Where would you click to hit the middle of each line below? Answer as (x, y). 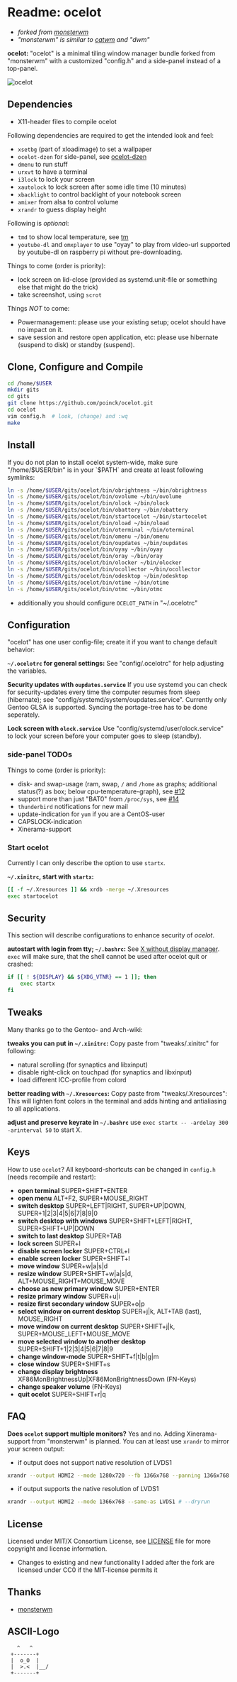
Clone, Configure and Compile (75, 367)
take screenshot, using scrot (60, 295)
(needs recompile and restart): (52, 1177)
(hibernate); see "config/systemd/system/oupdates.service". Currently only (117, 700)
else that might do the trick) (58, 287)
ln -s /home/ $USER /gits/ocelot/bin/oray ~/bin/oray (85, 556)
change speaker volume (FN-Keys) (70, 1386)
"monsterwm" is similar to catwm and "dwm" (83, 39)
